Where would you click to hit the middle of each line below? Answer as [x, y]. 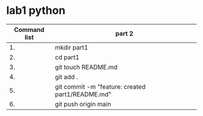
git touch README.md [86, 67]
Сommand [29, 30]
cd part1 [67, 57]
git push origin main [83, 104]
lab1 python [36, 11]
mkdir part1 [72, 47]
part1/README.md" [83, 94]
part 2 [124, 33]
